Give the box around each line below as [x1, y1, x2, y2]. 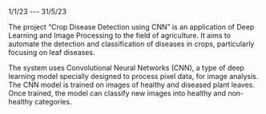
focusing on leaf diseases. [8, 48, 95, 57]
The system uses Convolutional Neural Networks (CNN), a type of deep [8, 63, 244, 73]
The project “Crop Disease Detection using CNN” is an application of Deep [8, 22, 255, 31]
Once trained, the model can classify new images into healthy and [8, 88, 227, 98]
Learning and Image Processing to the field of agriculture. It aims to [8, 31, 231, 40]
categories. [34, 97, 72, 106]
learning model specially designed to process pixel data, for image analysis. [8, 72, 259, 81]
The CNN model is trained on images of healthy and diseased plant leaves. [8, 80, 255, 89]
